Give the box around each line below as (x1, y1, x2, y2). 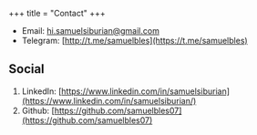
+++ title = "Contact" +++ (8, 8, 106, 18)
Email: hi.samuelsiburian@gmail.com (21, 26, 160, 36)
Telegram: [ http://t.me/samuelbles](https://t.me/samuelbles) (21, 36, 248, 46)
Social (8, 61, 45, 77)
